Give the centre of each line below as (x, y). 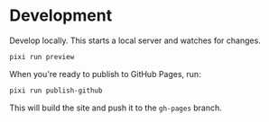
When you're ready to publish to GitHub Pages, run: (105, 74)
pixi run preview (42, 57)
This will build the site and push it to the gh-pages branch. (116, 108)
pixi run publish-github (56, 91)
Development (61, 16)
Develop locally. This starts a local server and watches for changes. (135, 40)
